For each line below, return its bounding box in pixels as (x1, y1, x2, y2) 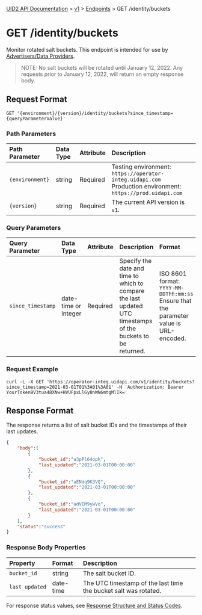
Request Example (6, 365, 58, 374)
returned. (119, 347, 145, 356)
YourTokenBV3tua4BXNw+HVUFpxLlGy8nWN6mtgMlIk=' (6, 389, 128, 395)
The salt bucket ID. (83, 569, 136, 577)
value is (159, 319, 182, 327)
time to (119, 272, 139, 280)
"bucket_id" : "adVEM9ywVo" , (38, 501, 106, 507)
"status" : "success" (17, 524, 66, 530)
